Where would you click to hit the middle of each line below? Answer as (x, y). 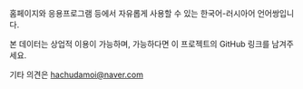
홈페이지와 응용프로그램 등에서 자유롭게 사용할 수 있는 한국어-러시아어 (132, 13)
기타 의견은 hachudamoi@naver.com (76, 74)
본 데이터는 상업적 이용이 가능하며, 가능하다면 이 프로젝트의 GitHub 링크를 (140, 44)
